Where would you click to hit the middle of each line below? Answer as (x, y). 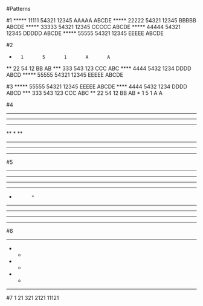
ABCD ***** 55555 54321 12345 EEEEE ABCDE (65, 75)
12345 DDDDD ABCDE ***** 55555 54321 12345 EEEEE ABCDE (85, 33)
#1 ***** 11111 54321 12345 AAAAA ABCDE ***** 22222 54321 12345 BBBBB (101, 20)
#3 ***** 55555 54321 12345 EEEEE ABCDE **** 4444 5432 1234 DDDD (97, 86)
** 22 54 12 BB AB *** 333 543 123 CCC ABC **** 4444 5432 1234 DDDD (99, 68)
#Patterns (19, 9)
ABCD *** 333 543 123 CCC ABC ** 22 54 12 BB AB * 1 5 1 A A (85, 93)
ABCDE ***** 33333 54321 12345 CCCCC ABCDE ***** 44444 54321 (93, 27)
